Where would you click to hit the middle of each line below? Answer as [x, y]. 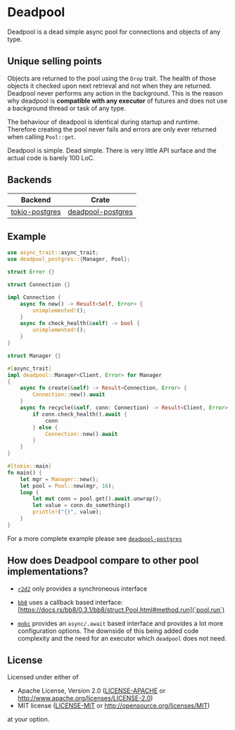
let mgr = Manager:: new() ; [59, 479]
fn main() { [25, 473]
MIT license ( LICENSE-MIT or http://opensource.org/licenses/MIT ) [114, 706]
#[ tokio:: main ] [30, 466]
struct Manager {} [34, 356]
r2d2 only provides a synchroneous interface [82, 589]
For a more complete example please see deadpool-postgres [95, 538]
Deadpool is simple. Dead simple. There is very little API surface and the [112, 150]
